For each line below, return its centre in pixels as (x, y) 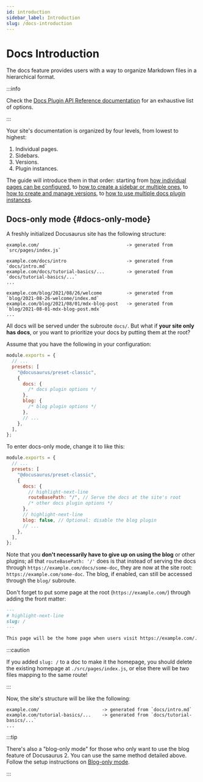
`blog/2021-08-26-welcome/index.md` (53, 299)
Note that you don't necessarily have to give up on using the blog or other (101, 555)
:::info (13, 89)
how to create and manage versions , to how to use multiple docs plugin (96, 194)
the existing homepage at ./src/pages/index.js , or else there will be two (98, 668)
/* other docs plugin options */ (71, 503)
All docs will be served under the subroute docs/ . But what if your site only (100, 326)
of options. (20, 107)
